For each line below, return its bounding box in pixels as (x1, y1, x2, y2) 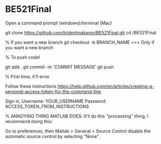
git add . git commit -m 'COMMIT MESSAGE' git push (5, 64, 114, 70)
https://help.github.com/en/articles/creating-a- (57, 83, 155, 89)
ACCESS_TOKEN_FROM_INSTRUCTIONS (5, 103, 89, 109)
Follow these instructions (5, 83, 57, 89)
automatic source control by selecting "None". (5, 133, 100, 139)
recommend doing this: (5, 118, 53, 124)
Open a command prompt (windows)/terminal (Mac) (5, 20, 112, 26)
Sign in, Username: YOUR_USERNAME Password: (5, 98, 107, 104)
